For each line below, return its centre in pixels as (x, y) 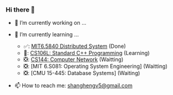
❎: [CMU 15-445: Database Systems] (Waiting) (82, 73)
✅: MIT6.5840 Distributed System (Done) (75, 46)
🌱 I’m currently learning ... (47, 34)
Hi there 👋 (21, 10)
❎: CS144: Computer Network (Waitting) (73, 59)
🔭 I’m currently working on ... (50, 23)
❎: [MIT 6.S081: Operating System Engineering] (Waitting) (95, 67)
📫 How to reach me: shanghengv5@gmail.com (73, 86)
